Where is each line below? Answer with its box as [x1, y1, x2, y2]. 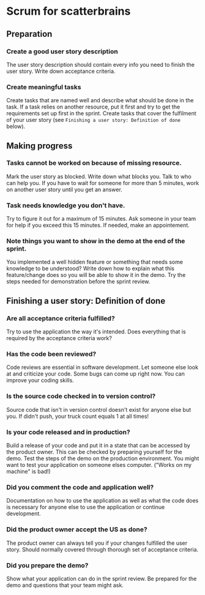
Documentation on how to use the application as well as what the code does [6, 497, 199, 504]
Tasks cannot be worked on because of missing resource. [6, 159, 182, 167]
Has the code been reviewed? [6, 350, 97, 358]
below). [6, 123, 26, 130]
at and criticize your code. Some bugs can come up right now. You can [6, 370, 185, 377]
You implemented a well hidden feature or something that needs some [6, 259, 184, 266]
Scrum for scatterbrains [6, 4, 131, 18]
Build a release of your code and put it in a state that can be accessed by [6, 442, 191, 449]
